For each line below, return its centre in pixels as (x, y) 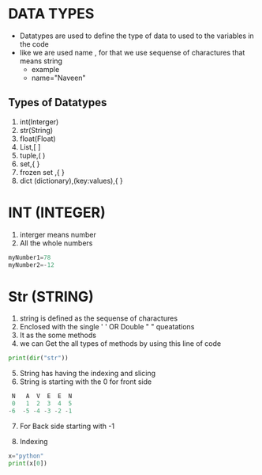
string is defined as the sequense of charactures (99, 318)
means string (41, 61)
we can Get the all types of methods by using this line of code (120, 344)
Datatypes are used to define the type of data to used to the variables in (137, 36)
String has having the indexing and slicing (88, 374)
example (45, 69)
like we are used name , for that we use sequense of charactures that (132, 52)
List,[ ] (30, 146)
